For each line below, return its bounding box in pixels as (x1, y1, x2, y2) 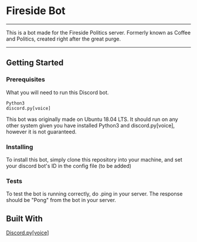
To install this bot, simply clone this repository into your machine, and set (6, 156, 183, 163)
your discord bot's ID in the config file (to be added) (6, 162, 132, 169)
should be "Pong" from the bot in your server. (6, 197, 116, 204)
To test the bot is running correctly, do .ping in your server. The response (6, 190, 183, 197)
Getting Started (6, 58, 64, 68)
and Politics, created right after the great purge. (6, 35, 121, 42)
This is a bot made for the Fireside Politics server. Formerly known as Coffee (6, 29, 191, 36)
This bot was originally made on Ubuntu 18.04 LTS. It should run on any (6, 116, 178, 123)
